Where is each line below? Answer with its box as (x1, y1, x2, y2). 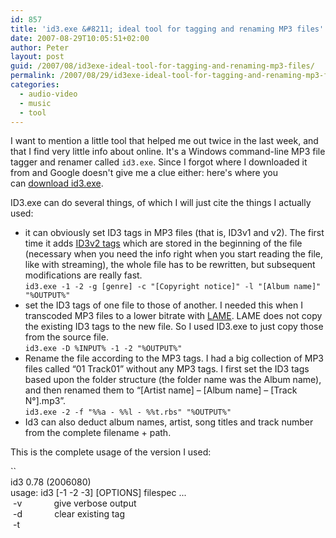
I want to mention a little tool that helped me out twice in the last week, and (10, 135, 319, 147)
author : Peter (10, 42, 70, 53)
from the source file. (24, 331, 109, 343)
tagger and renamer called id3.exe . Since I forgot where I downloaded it (10, 156, 308, 168)
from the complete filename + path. (24, 427, 172, 439)
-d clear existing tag (12, 508, 126, 520)
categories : (10, 80, 60, 90)
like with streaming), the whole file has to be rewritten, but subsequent (24, 259, 316, 271)
